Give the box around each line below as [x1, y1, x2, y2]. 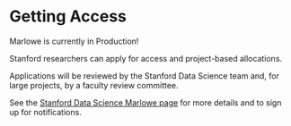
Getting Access [9, 6, 128, 27]
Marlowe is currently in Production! [9, 36, 139, 46]
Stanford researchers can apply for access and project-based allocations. [9, 53, 283, 63]
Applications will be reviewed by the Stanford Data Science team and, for [9, 70, 280, 81]
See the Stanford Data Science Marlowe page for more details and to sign [9, 97, 282, 108]
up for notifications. [9, 106, 83, 117]
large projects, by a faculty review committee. [9, 80, 179, 90]
